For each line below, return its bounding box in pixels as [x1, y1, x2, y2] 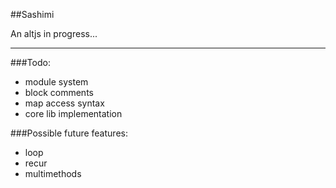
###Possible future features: [10, 127, 128, 139]
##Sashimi [10, 9, 55, 20]
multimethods [24, 168, 82, 179]
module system [24, 76, 89, 88]
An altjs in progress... [10, 28, 98, 39]
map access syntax [24, 97, 105, 109]
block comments [24, 87, 94, 98]
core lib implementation [24, 108, 123, 119]
